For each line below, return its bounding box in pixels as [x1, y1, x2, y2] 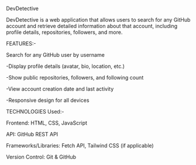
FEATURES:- [6, 40, 36, 47]
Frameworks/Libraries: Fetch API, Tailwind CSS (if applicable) [6, 142, 154, 149]
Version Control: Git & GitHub [6, 153, 77, 160]
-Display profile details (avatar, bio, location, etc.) [6, 63, 125, 70]
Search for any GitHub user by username [6, 51, 105, 58]
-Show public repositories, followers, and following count [6, 74, 144, 81]
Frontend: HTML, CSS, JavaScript [6, 119, 88, 126]
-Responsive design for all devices [6, 97, 90, 104]
